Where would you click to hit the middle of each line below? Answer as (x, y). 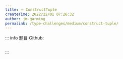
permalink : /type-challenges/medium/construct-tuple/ (62, 23)
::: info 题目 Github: (25, 38)
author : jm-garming (25, 19)
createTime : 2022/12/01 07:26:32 (40, 14)
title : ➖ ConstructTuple (31, 10)
